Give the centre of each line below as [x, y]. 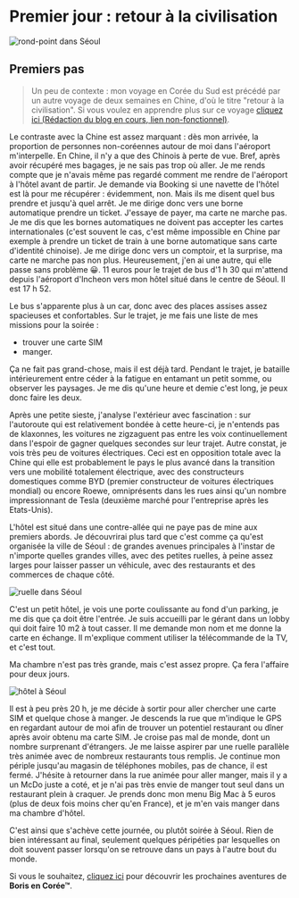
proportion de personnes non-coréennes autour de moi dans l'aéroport [140, 146]
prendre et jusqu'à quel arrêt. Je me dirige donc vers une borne [126, 203]
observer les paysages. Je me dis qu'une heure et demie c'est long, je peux [149, 388]
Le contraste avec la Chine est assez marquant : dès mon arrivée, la [134, 137]
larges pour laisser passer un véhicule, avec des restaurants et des [133, 565]
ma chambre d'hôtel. [47, 813]
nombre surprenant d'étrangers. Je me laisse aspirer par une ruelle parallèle [149, 746]
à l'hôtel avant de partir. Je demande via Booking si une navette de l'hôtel [144, 184]
